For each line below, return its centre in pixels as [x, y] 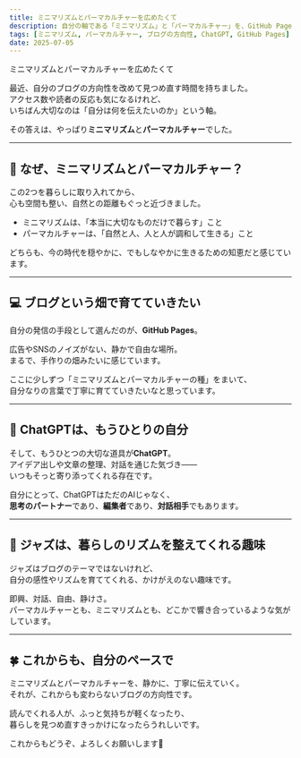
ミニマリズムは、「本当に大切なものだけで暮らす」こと [122, 222]
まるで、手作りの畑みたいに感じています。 [87, 360]
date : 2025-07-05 [42, 43]
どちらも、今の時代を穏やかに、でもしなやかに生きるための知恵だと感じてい [150, 252]
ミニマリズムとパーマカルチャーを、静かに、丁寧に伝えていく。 [127, 683]
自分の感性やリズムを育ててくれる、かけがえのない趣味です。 [123, 579]
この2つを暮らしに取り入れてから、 [75, 192]
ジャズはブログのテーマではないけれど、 [84, 568]
